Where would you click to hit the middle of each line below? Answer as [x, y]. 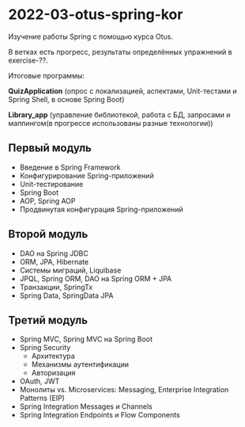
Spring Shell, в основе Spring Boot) [66, 99]
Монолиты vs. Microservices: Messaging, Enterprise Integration [124, 390]
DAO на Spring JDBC [54, 253]
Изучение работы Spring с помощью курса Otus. [91, 36]
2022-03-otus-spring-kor [96, 15]
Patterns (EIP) [42, 398]
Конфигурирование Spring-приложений [87, 175]
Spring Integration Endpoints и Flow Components [100, 415]
